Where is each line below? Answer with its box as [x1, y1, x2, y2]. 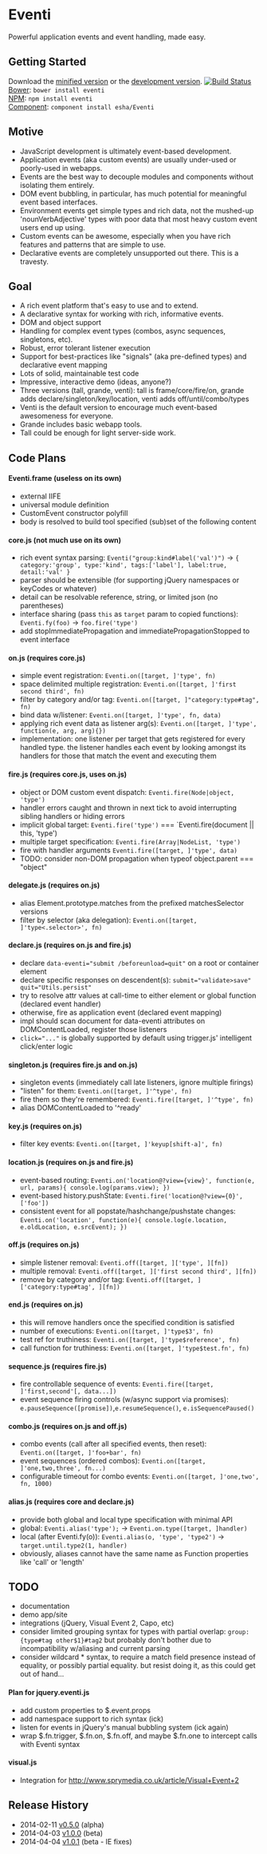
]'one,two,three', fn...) [19, 1464, 106, 1473]
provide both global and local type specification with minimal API [19, 1515, 234, 1524]
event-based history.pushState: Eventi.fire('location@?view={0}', [19, 1190, 243, 1200]
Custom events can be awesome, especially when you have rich [19, 231, 231, 240]
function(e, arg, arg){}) [19, 727, 106, 736]
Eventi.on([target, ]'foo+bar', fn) [19, 1449, 142, 1457]
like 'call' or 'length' [19, 1557, 85, 1566]
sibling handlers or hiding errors [19, 811, 125, 820]
